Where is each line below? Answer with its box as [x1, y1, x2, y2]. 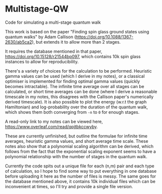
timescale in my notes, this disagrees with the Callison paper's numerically [5, 93, 154, 100]
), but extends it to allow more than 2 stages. [32, 39, 121, 45]
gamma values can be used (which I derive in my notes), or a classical [5, 73, 145, 79]
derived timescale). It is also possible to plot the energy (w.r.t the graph [5, 99, 147, 104]
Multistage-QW [5, 3, 69, 15]
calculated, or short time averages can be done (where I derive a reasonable [5, 89, 158, 94]
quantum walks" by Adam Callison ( [5, 34, 76, 40]
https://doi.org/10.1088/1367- [75, 34, 134, 40]
